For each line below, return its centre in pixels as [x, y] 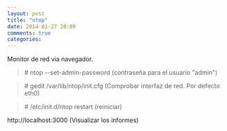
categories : [24, 40]
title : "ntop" [28, 20]
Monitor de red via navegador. [50, 59]
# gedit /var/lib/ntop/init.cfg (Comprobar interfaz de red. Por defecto [122, 86]
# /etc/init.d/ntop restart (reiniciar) [73, 107]
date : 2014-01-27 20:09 [42, 26]
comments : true [29, 33]
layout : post [26, 14]
